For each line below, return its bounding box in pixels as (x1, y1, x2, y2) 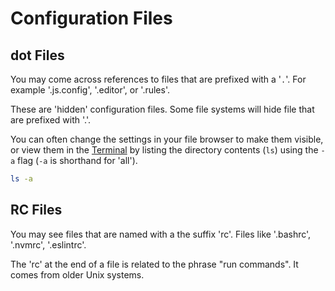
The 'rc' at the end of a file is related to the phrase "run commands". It (10, 258, 299, 270)
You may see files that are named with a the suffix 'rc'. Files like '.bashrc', (10, 228, 312, 240)
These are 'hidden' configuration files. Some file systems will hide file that (10, 103, 315, 115)
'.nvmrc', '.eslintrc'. (10, 238, 87, 251)
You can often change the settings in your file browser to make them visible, (10, 133, 324, 145)
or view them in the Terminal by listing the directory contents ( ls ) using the (10, 144, 319, 156)
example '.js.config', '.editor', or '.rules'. (10, 84, 171, 96)
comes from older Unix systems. (10, 268, 145, 281)
